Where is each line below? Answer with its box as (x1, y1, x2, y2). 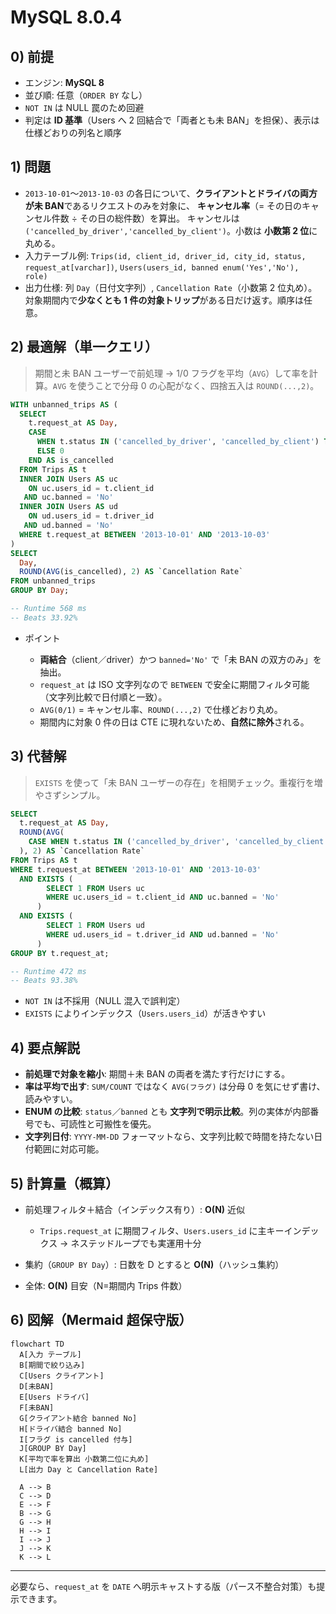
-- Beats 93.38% (10, 976, 78, 986)
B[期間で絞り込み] (19, 1360, 86, 1370)
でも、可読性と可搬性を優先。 (33, 1118, 157, 1130)
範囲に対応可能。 (33, 1143, 105, 1155)
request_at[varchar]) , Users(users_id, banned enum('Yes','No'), (24, 261, 300, 273)
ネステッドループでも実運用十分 (70, 1237, 202, 1249)
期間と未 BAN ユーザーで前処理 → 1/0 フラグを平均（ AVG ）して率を (34, 367, 310, 379)
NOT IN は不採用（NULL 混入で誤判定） (24, 995, 186, 1007)
